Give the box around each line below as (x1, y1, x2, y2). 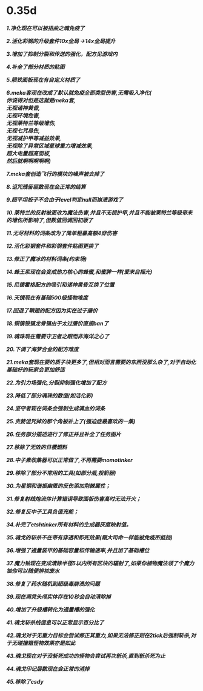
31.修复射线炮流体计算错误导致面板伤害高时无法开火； (6, 495, 141, 502)
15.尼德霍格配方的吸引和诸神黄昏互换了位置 (6, 281, 115, 288)
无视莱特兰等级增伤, (6, 119, 56, 126)
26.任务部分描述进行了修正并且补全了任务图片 (6, 431, 121, 438)
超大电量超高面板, (6, 149, 51, 157)
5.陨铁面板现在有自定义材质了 (6, 76, 81, 83)
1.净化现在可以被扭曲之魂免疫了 (6, 24, 85, 32)
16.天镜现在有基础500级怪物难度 (6, 294, 88, 301)
